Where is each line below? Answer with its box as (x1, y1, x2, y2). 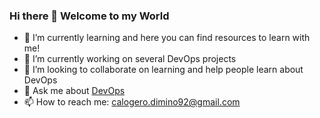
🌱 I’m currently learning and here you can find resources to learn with (23, 32, 311, 44)
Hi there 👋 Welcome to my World (9, 9, 170, 23)
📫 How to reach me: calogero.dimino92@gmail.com (23, 96, 241, 108)
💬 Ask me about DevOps (23, 85, 126, 97)
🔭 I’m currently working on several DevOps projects (23, 53, 237, 65)
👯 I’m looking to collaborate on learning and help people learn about (23, 64, 304, 76)
